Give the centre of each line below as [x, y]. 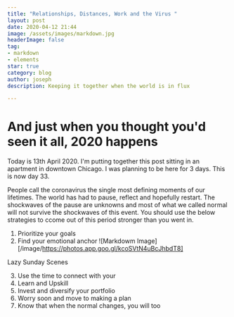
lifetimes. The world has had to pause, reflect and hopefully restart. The [111, 197]
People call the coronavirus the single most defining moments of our [106, 190]
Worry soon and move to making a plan [74, 298]
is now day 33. [28, 176]
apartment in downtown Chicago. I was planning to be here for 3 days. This [116, 169]
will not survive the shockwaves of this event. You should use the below [111, 213]
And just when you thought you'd [106, 127]
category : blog [30, 73]
